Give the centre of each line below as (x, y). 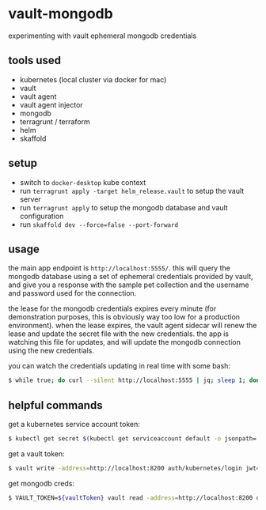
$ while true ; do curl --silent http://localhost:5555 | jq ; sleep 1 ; (127, 380)
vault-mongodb (61, 14)
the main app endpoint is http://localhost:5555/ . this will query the (120, 268)
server (30, 199)
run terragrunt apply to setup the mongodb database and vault (123, 207)
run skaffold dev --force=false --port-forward (99, 224)
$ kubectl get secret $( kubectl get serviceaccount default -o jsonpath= (133, 439)
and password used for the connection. (72, 293)
